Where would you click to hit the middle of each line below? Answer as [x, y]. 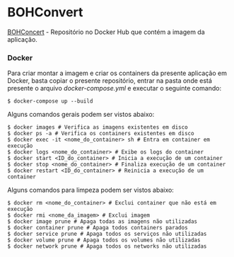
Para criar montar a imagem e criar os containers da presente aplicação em [117, 73]
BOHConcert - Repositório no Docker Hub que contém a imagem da [106, 32]
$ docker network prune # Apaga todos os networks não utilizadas [107, 246]
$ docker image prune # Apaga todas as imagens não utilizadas [103, 222]
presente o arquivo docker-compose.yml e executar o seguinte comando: [114, 88]
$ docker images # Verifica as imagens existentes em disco [98, 127]
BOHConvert [45, 12]
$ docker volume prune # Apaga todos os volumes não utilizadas [104, 240]
